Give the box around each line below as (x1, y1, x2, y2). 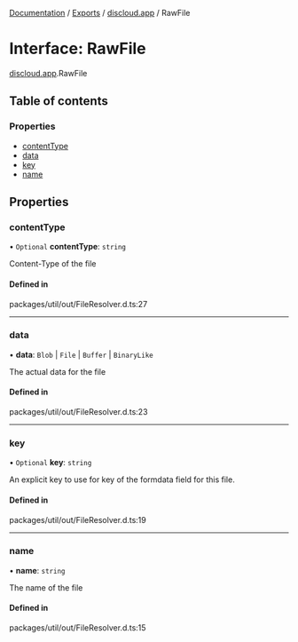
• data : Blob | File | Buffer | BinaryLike (9, 349, 153, 360)
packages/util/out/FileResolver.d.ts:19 (9, 514, 146, 525)
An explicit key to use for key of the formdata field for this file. (9, 474, 235, 485)
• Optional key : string (9, 457, 92, 468)
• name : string (9, 565, 66, 575)
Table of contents (9, 93, 108, 109)
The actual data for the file (9, 366, 106, 376)
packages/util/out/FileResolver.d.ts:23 (9, 407, 148, 417)
